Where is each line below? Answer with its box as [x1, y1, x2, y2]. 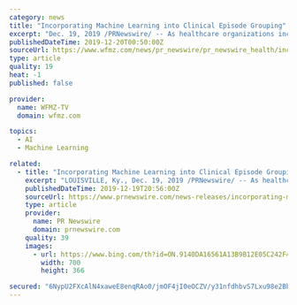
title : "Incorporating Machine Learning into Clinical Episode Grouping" [9, 21, 287, 30]
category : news [9, 12, 65, 22]
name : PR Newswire [32, 217, 101, 226]
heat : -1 [9, 71, 42, 80]
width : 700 [41, 258, 81, 267]
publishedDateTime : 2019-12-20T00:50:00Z [9, 37, 164, 47]
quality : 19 [9, 63, 53, 72]
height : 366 [41, 266, 86, 275]
